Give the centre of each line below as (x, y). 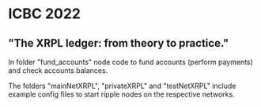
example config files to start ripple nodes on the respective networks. (121, 94)
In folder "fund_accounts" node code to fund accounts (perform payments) (130, 62)
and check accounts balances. (58, 71)
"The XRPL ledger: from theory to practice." (119, 43)
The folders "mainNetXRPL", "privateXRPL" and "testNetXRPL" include (122, 86)
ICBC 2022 (45, 14)
